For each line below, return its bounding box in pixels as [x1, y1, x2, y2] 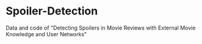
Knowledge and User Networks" [5, 30, 87, 37]
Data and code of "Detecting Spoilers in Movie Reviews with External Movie [5, 24, 196, 31]
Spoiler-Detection [5, 4, 98, 18]
